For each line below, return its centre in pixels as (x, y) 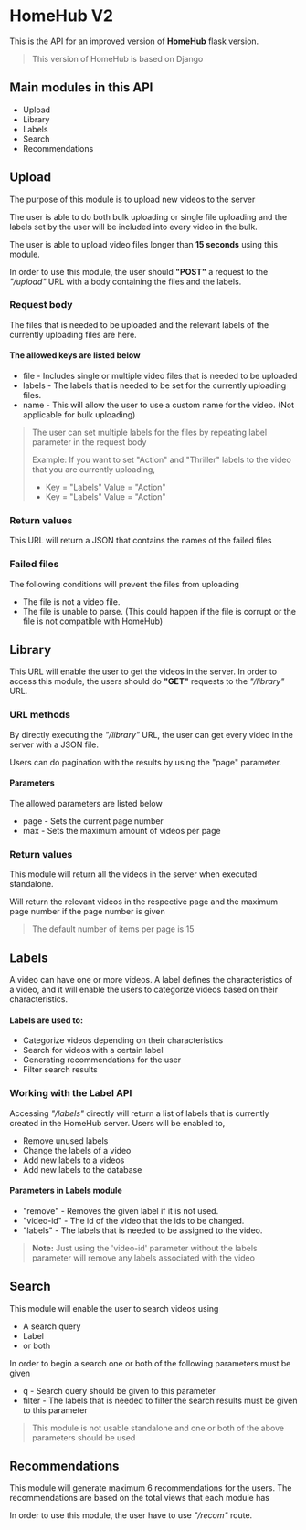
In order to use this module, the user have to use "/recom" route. (131, 1515)
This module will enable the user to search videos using (114, 1308)
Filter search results (60, 1070)
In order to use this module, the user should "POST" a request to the (139, 271)
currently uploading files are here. (73, 334)
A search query (52, 1326)
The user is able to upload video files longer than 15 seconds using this (144, 244)
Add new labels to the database (82, 1169)
